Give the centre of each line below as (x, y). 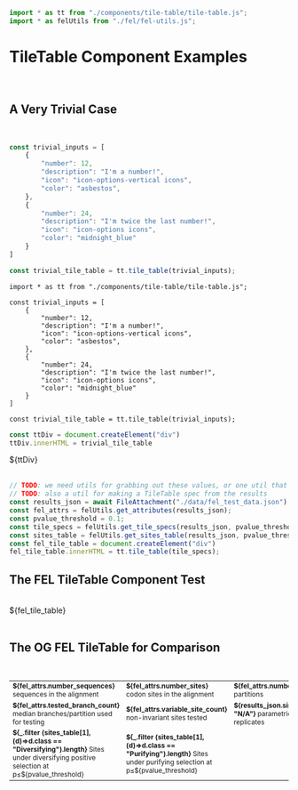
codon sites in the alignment (170, 694)
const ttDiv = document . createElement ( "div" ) (94, 435)
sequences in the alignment (56, 694)
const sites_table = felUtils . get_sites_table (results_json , (125, 535)
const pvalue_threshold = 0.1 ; (67, 519)
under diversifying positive (54, 758)
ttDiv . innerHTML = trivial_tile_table (81, 443)
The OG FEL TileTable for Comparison (115, 648)
